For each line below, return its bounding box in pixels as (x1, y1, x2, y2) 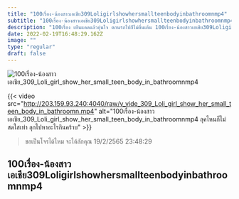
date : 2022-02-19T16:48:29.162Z (7, 30, 103, 38)
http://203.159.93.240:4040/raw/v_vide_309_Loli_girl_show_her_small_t (23, 99, 232, 107)
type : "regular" (7, 43, 55, 50)
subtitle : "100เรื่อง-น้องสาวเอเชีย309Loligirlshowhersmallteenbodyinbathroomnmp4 (7, 17, 234, 24)
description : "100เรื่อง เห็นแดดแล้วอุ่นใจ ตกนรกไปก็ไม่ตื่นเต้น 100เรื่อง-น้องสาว (7, 23, 193, 31)
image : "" (7, 37, 37, 44)
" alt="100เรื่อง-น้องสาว (93, 107, 155, 115)
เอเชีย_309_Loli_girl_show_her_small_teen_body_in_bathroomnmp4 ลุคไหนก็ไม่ (7, 114, 226, 123)
